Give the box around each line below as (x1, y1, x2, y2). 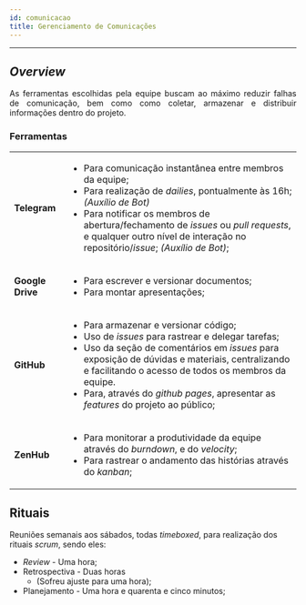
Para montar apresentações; (83, 286, 205, 298)
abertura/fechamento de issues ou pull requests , (83, 218, 291, 231)
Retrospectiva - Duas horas (22, 566, 126, 578)
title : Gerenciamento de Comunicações (9, 22, 157, 31)
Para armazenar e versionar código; (83, 318, 237, 331)
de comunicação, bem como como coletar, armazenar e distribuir (9, 97, 297, 109)
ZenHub (14, 448, 50, 460)
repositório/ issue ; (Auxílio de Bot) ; (83, 241, 229, 254)
